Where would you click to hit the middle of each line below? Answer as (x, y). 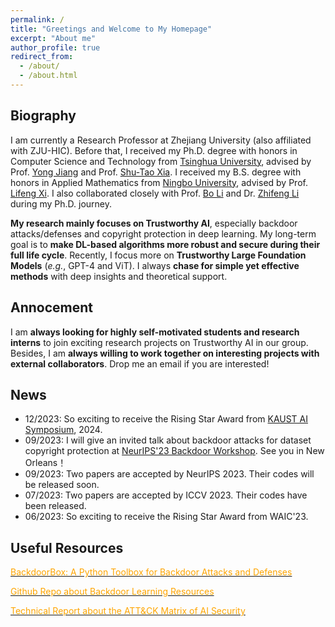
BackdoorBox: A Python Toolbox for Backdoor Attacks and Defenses (151, 572)
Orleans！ (45, 463)
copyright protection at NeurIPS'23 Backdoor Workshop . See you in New (174, 451)
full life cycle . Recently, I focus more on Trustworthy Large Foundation (158, 255)
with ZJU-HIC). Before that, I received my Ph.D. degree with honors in (154, 150)
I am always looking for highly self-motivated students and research (155, 332)
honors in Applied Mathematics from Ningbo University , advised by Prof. (159, 182)
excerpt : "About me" (53, 38)
